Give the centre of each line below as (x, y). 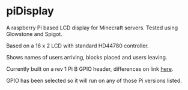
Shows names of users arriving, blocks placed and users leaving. (87, 57)
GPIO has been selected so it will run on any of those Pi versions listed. (94, 80)
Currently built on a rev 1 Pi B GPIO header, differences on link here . (90, 69)
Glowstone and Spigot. (35, 34)
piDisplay (30, 11)
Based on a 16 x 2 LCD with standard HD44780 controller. (77, 46)
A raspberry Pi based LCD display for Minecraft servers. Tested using (92, 28)
